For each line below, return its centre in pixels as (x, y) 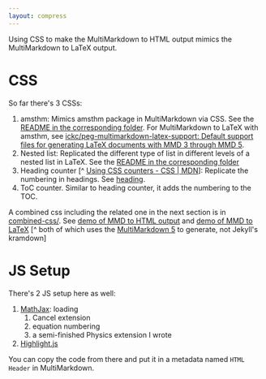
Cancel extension (61, 317)
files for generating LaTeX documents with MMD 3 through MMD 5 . (132, 144)
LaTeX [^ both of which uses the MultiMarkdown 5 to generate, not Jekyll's (133, 229)
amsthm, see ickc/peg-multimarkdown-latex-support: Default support (137, 136)
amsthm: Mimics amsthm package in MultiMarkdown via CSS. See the (137, 118)
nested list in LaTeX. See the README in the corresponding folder (130, 162)
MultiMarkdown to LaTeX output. (63, 47)
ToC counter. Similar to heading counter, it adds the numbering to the (135, 187)
